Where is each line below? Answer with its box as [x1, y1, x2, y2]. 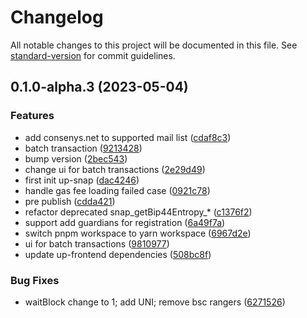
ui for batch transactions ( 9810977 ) [24, 237, 170, 250]
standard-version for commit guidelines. [10, 49, 176, 61]
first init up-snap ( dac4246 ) [24, 174, 140, 186]
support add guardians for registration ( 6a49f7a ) [24, 216, 226, 228]
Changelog [10, 6, 104, 29]
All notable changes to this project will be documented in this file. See [10, 39, 298, 51]
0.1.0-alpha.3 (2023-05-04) [10, 79, 189, 96]
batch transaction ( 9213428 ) [24, 142, 143, 154]
